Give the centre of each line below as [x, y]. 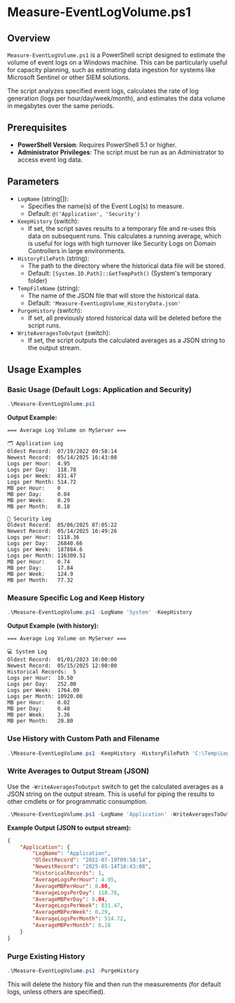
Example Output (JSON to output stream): [69, 828]
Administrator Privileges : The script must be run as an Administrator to [121, 152]
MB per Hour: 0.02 [39, 703]
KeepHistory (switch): [48, 221]
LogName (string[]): [43, 198]
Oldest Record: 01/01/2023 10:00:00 [62, 660]
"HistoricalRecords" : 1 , [69, 873]
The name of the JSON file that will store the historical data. [114, 295]
